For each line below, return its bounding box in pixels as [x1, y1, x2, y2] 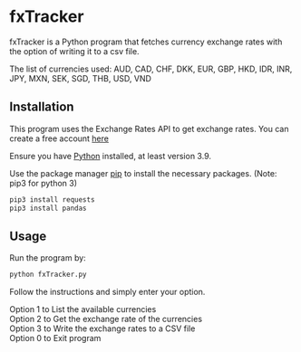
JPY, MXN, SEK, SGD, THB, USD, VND [9, 72, 152, 83]
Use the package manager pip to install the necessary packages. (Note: [9, 167, 277, 178]
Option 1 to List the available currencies [9, 304, 157, 315]
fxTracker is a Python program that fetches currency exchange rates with [9, 36, 283, 47]
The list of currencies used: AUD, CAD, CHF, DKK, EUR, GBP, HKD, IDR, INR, [9, 63, 293, 74]
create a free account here [9, 133, 109, 144]
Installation [9, 100, 74, 115]
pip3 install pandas [9, 204, 88, 213]
